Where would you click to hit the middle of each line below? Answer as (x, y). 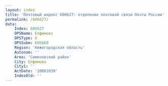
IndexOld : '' (28, 76)
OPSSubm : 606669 (32, 43)
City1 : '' (25, 66)
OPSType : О (26, 38)
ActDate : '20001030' (36, 71)
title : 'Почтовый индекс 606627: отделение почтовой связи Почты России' (85, 15)
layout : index (20, 10)
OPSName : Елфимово (34, 33)
